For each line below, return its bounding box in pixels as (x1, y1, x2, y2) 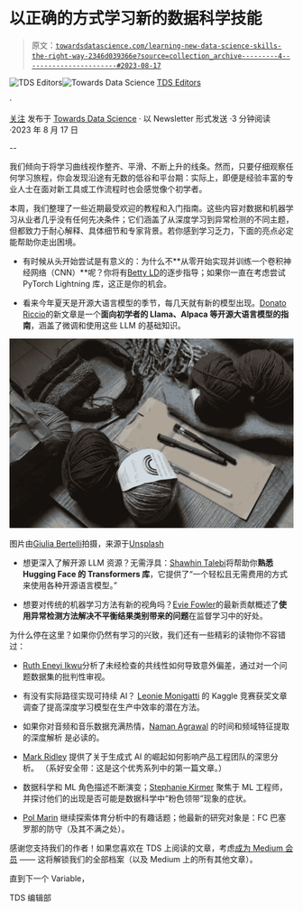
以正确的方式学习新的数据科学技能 (9, 8, 263, 29)
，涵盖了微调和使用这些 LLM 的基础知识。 (30, 319, 187, 330)
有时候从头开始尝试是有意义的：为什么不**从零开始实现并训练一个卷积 (22, 255, 284, 266)
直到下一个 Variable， (9, 872, 90, 884)
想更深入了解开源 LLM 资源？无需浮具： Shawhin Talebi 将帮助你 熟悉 (22, 557, 274, 568)
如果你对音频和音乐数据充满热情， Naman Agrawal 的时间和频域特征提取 (22, 721, 290, 732)
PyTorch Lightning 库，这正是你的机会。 (22, 278, 171, 289)
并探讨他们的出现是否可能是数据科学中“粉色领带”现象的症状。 (22, 793, 252, 804)
